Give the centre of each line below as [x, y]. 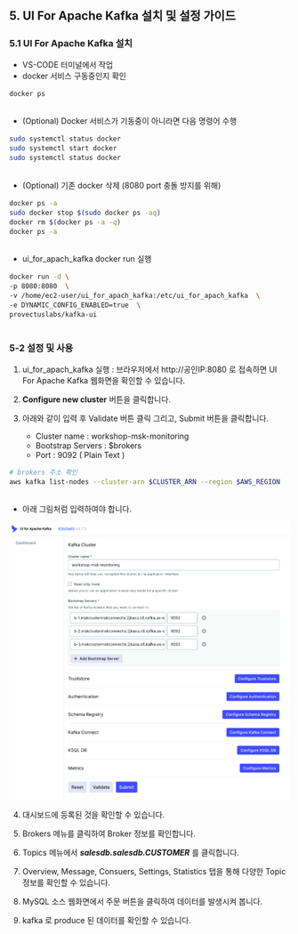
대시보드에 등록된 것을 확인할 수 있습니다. [93, 815]
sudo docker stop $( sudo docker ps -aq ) [85, 213]
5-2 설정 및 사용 [41, 348]
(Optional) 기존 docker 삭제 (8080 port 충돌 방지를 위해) [121, 185]
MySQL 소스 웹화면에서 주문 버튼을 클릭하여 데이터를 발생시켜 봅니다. [142, 902]
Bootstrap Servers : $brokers [89, 445]
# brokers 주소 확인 [44, 472]
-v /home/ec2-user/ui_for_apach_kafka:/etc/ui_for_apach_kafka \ [135, 296]
